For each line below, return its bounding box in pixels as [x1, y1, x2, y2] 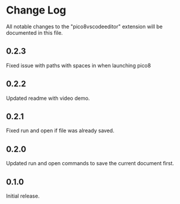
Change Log [6, 4, 66, 17]
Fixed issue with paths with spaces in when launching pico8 [6, 62, 151, 69]
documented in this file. [6, 29, 63, 36]
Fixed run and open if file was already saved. [6, 127, 114, 134]
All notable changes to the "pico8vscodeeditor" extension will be [6, 23, 163, 30]
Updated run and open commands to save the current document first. [6, 160, 174, 167]
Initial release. [6, 192, 40, 199]
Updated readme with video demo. [6, 95, 90, 102]
